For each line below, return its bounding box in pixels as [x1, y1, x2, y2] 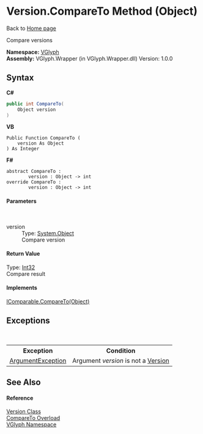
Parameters [6, 197, 37, 205]
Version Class [6, 408, 42, 415]
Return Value [6, 250, 40, 257]
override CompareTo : [6, 179, 62, 185]
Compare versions [6, 36, 53, 44]
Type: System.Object [21, 229, 75, 237]
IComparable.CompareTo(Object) [6, 297, 90, 305]
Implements [6, 284, 38, 292]
